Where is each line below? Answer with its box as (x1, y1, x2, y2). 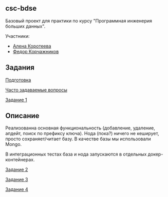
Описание (5, 112, 40, 120)
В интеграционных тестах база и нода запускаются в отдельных (5, 151, 147, 158)
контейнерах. (5, 157, 35, 163)
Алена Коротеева (12, 43, 51, 49)
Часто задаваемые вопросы (5, 86, 68, 93)
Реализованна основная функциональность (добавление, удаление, (5, 125, 156, 131)
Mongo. (5, 141, 22, 147)
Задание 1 (5, 97, 27, 103)
